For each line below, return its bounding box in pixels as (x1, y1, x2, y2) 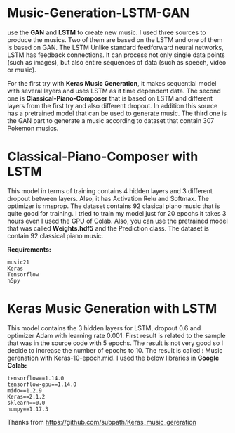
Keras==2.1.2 (7, 393, 46, 400)
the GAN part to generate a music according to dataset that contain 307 (7, 116, 215, 124)
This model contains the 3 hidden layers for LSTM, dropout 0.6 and (7, 323, 201, 332)
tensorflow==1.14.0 (7, 375, 65, 382)
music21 (7, 259, 30, 266)
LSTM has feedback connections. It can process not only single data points (7, 51, 226, 59)
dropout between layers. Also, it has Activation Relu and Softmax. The (7, 194, 209, 202)
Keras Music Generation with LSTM (7, 301, 217, 317)
